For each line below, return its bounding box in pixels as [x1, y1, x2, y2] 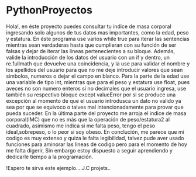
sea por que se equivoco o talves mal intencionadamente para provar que [6, 103, 184, 110]
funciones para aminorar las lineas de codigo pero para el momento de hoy [6, 141, 187, 148]
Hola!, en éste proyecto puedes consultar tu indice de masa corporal [6, 23, 171, 30]
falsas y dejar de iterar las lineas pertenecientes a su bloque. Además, [6, 47, 176, 54]
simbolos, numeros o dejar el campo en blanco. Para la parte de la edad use [6, 72, 190, 79]
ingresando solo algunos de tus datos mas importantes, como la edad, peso [6, 29, 189, 36]
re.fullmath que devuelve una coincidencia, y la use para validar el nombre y [6, 60, 190, 67]
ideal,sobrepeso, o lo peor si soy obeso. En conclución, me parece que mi [6, 128, 184, 135]
